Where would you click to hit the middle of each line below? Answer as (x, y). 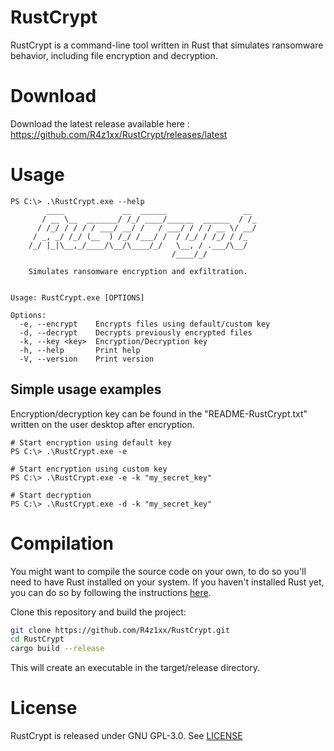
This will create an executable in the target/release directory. (135, 668)
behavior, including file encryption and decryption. (114, 55)
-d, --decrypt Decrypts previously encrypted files (136, 332)
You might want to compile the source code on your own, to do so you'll (158, 571)
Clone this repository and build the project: (98, 612)
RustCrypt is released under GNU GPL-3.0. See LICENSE (126, 736)
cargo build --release (57, 649)
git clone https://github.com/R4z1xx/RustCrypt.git (120, 630)
